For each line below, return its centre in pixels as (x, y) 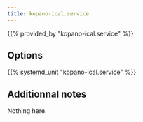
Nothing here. (27, 111)
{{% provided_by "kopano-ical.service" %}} (71, 33)
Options (25, 55)
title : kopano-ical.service (48, 14)
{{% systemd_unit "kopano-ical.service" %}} (72, 72)
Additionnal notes (47, 94)
